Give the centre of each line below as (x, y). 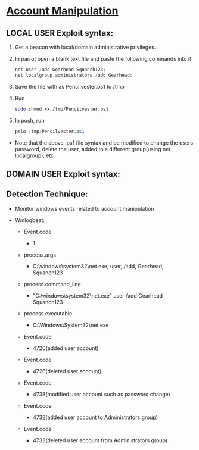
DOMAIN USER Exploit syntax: (63, 174)
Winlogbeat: (29, 220)
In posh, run (29, 120)
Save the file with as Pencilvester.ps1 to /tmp (70, 86)
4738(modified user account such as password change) (102, 394)
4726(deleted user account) (67, 371)
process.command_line (52, 284)
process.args (40, 255)
